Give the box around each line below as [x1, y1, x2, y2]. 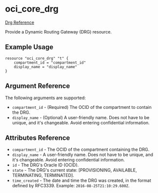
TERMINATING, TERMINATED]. [12, 173, 75, 178]
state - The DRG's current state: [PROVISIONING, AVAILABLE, [12, 167, 137, 173]
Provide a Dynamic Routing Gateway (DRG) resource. [5, 29, 112, 35]
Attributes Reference [5, 134, 70, 142]
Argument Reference [5, 82, 70, 90]
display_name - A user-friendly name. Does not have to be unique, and [12, 152, 154, 158]
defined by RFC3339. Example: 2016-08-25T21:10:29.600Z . [12, 183, 130, 189]
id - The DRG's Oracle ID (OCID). [12, 162, 79, 168]
